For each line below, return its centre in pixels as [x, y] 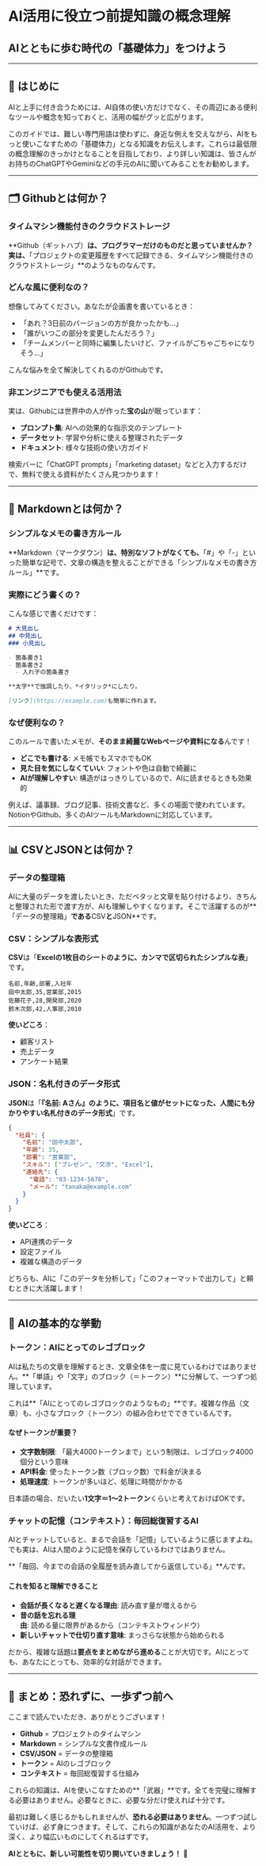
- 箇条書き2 [26, 665]
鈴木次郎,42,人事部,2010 [45, 1009]
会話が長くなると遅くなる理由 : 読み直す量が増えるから [108, 1605]
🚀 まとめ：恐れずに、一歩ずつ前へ [91, 1696]
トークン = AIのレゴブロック [66, 1764]
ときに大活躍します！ [49, 1288]
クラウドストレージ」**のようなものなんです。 [84, 265]
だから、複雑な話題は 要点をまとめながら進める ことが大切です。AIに [119, 1652]
